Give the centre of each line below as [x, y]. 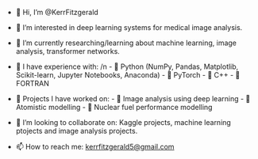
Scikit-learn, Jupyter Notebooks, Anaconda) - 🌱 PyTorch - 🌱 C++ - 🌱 [128, 75]
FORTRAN [33, 83]
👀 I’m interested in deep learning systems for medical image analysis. [129, 27]
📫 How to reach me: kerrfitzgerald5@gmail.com [95, 147]
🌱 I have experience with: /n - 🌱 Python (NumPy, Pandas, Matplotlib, [127, 66]
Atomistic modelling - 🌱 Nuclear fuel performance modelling [114, 107]
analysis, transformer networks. [68, 51]
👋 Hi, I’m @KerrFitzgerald [57, 12]
